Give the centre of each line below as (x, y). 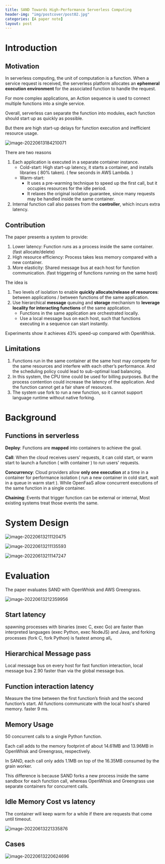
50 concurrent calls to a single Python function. (54, 736)
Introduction (31, 48)
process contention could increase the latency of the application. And (83, 381)
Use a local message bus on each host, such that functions (80, 319)
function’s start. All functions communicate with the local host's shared (78, 703)
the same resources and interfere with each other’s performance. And (83, 366)
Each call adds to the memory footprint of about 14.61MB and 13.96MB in (79, 746)
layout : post (19, 24)
